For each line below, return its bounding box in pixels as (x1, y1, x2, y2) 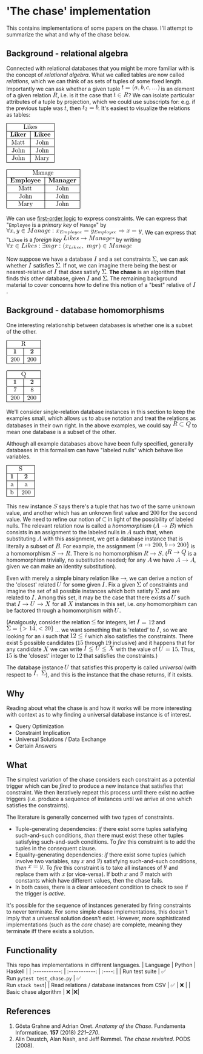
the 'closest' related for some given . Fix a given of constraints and (6, 580, 188, 588)
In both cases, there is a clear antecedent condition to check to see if (15, 883, 188, 891)
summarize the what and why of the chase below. (6, 30, 130, 38)
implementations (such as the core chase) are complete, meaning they (6, 921, 182, 928)
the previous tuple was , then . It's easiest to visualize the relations (6, 105, 190, 112)
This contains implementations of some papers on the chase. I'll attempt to (6, 24, 193, 32)
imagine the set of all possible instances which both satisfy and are (6, 587, 180, 594)
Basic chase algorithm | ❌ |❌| (6, 988, 80, 995)
